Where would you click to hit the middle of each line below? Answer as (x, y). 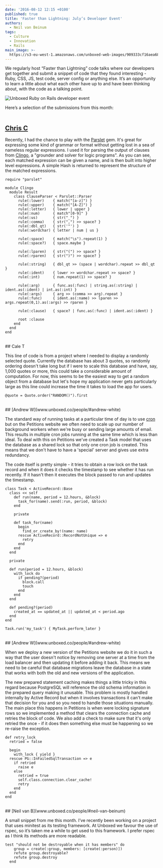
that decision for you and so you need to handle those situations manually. (79, 703)
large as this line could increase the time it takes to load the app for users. (79, 387)
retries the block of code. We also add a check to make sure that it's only (78, 718)
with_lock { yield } (34, 755)
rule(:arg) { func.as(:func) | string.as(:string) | (78, 286)
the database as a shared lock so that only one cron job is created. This (76, 445)
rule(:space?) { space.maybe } (52, 243)
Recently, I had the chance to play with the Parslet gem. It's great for (73, 140)
